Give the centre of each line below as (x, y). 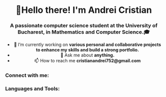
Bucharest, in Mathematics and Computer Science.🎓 (84, 32)
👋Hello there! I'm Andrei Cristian (84, 10)
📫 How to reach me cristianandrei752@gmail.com (87, 61)
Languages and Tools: (32, 89)
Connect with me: (27, 75)
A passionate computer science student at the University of (84, 26)
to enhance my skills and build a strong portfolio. (87, 50)
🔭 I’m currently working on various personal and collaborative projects (87, 45)
